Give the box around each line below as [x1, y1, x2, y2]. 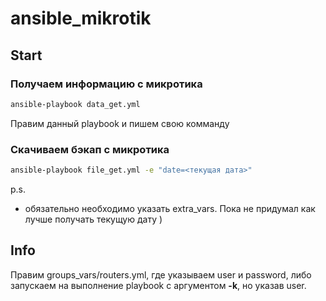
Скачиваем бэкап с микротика [10, 142, 170, 156]
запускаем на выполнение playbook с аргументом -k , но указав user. [10, 279, 307, 291]
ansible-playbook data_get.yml [10, 99, 141, 109]
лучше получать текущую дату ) [24, 213, 163, 225]
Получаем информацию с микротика [10, 77, 203, 91]
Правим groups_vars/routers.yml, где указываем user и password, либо [10, 268, 312, 281]
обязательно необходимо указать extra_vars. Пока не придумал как [24, 202, 316, 214]
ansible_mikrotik [10, 7, 152, 30]
